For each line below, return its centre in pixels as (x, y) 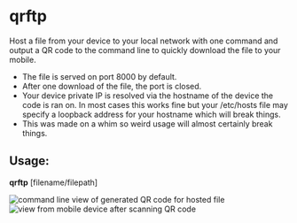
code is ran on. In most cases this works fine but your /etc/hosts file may (155, 104)
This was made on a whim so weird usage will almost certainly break (147, 123)
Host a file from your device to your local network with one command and (144, 41)
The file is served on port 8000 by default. (99, 76)
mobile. (23, 59)
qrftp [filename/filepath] (54, 182)
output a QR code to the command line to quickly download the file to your (145, 50)
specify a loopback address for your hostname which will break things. (151, 114)
